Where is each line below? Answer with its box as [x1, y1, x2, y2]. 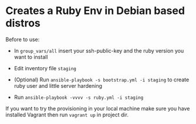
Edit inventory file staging [13, 64, 77, 71]
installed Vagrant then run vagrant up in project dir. [5, 111, 129, 118]
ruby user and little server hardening [13, 82, 102, 89]
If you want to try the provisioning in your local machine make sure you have [5, 105, 190, 112]
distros [5, 16, 40, 30]
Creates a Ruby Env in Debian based [5, 4, 185, 18]
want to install [13, 53, 48, 60]
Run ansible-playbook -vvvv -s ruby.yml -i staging [13, 94, 144, 101]
